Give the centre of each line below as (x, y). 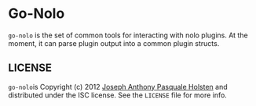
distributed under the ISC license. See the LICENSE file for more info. (118, 95)
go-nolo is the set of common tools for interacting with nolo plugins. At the (128, 35)
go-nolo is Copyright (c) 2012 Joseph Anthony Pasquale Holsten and (118, 87)
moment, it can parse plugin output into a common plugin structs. (114, 43)
